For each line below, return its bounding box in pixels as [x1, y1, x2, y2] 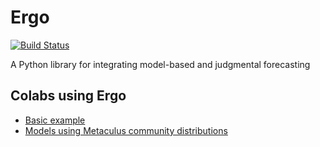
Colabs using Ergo [10, 87, 127, 105]
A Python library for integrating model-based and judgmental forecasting [10, 58, 311, 70]
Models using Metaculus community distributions [24, 124, 228, 136]
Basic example [24, 114, 86, 126]
